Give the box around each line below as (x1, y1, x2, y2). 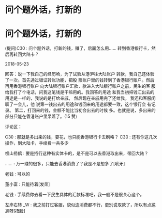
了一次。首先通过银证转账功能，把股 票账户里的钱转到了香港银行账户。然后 (5, 77, 155, 83)
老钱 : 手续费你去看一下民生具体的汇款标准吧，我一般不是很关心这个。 (5, 192, 144, 198)
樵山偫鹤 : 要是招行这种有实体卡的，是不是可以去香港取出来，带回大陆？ (5, 151, 148, 156)
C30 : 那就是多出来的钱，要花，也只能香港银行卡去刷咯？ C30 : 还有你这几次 (5, 134, 158, 140)
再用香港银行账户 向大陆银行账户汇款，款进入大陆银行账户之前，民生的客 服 (5, 83, 156, 89)
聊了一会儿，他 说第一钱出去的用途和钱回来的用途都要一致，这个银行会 (5, 101, 146, 107)
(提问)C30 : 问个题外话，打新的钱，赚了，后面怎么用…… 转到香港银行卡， (5, 46, 151, 51)
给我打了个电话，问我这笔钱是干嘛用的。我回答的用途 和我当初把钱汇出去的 (5, 89, 155, 95)
